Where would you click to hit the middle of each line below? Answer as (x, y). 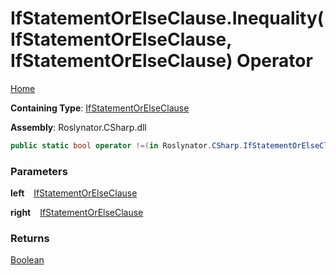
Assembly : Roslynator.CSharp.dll (78, 127)
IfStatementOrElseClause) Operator (161, 61)
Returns (30, 239)
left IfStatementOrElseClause (74, 193)
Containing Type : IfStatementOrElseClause (100, 108)
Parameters (39, 171)
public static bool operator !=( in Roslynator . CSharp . (127, 145)
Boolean (27, 260)
